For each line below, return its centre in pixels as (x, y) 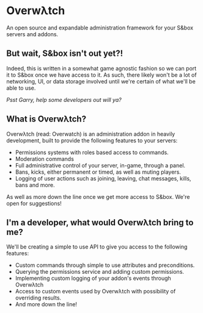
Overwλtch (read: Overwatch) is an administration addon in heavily (91, 134)
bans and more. (35, 185)
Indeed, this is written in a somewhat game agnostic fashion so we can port (102, 68)
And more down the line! (46, 304)
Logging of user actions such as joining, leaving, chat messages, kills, (103, 178)
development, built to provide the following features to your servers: (92, 140)
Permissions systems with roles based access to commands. (92, 152)
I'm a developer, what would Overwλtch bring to (100, 222)
